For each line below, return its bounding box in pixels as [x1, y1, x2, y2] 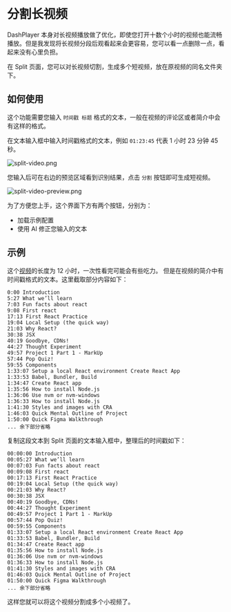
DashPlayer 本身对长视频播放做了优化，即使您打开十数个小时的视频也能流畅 [7, 30, 223, 39]
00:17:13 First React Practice [7, 474, 97, 481]
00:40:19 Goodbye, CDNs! [7, 499, 79, 506]
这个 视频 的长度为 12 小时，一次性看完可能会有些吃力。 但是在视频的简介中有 [7, 266, 224, 275]
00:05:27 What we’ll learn [7, 456, 85, 463]
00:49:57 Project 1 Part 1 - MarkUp [7, 510, 112, 517]
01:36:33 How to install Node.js [7, 559, 103, 566]
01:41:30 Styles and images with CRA [7, 565, 116, 572]
